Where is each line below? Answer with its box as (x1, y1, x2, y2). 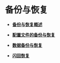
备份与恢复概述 (12, 21, 42, 27)
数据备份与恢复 (12, 42, 42, 48)
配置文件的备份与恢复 (12, 32, 55, 38)
